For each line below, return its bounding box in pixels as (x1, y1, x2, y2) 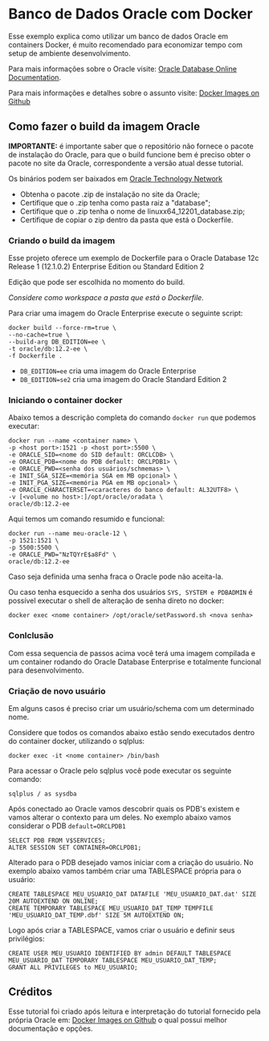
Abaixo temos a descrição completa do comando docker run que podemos (8, 413, 256, 422)
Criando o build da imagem (8, 234, 116, 246)
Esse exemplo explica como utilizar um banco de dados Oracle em (8, 31, 229, 41)
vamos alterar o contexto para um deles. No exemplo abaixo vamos (8, 812, 231, 822)
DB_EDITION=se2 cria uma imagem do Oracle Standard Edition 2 (19, 375, 227, 384)
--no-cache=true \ (8, 331, 70, 340)
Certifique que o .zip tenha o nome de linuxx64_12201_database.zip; (19, 206, 246, 216)
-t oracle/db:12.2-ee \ (8, 345, 88, 353)
